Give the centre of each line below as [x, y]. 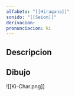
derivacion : [21, 23]
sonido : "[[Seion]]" [32, 17]
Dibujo [18, 73]
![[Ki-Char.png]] [26, 87]
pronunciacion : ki [29, 28]
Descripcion [29, 52]
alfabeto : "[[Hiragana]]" [38, 12]
